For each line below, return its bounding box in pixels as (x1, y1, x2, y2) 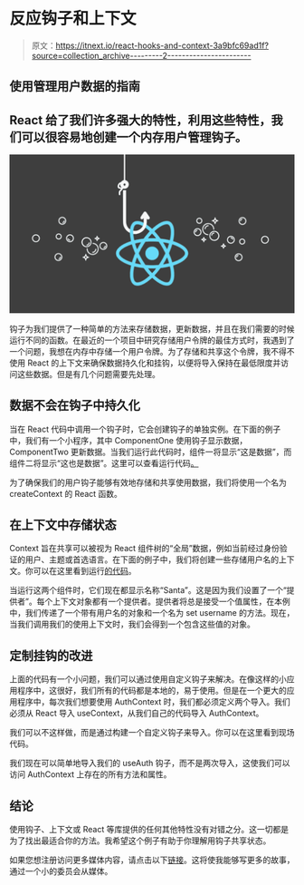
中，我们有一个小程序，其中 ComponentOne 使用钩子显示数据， (9, 434, 248, 445)
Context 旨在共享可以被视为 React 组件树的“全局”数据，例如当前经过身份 (9, 543, 280, 554)
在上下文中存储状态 (9, 517, 117, 532)
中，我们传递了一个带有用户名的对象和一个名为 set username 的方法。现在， (9, 608, 295, 618)
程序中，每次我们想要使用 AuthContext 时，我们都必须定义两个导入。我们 (16, 696, 291, 707)
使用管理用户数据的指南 (9, 79, 140, 94)
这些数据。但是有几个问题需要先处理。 (16, 368, 160, 379)
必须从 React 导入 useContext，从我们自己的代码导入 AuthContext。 (9, 708, 264, 719)
